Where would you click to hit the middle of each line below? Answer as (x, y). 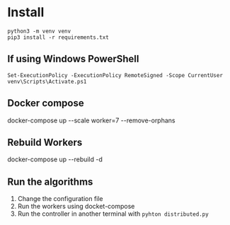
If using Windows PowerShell (73, 59)
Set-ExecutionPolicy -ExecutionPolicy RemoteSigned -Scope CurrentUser (115, 75)
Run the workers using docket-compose (76, 207)
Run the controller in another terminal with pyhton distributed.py (113, 214)
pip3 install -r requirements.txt (58, 37)
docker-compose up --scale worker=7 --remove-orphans (91, 120)
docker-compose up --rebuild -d (55, 159)
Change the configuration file (61, 199)
